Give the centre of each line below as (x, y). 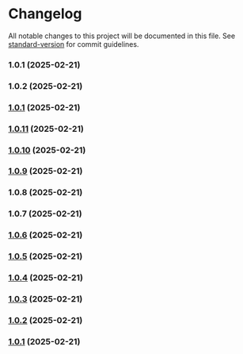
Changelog (45, 14)
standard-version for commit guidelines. (74, 44)
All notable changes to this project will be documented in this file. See (122, 36)
